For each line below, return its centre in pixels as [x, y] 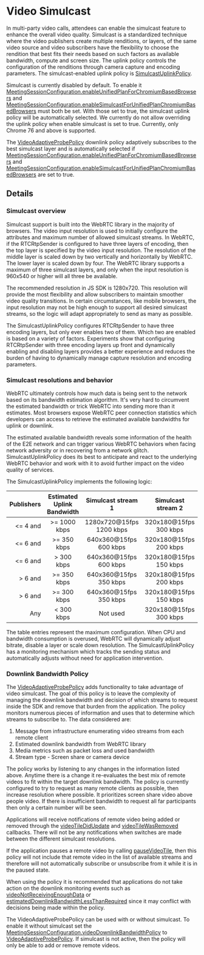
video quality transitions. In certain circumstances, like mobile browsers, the [101, 301]
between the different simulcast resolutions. [61, 839]
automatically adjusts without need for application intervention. [85, 658]
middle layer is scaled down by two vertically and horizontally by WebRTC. [100, 256]
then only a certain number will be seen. [56, 808]
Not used [112, 613]
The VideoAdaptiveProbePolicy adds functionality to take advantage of [95, 687]
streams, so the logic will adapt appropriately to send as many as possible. [100, 313]
